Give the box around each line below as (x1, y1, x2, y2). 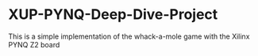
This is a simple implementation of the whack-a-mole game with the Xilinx (8, 32, 250, 41)
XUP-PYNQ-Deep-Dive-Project (8, 6, 218, 24)
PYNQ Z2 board (8, 39, 60, 49)
